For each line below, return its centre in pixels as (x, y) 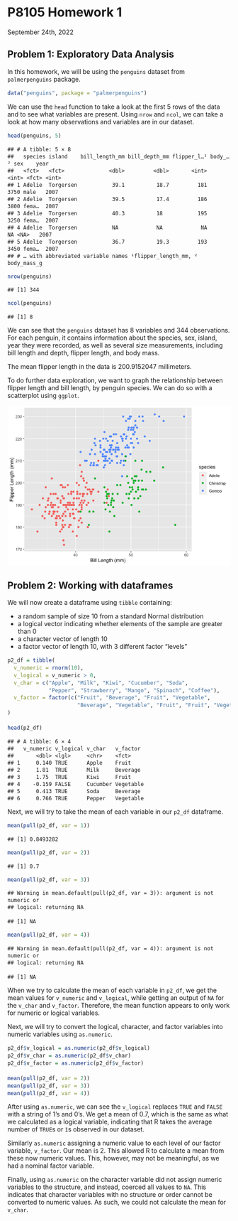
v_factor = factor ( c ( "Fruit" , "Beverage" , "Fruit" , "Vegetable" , (112, 698)
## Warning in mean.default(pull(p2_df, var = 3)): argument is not (110, 893)
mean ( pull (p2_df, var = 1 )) (49, 825)
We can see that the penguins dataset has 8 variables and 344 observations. (119, 330)
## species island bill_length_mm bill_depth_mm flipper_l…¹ (107, 156)
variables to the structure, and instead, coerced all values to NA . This (107, 1187)
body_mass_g (25, 263)
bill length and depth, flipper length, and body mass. (84, 353)
